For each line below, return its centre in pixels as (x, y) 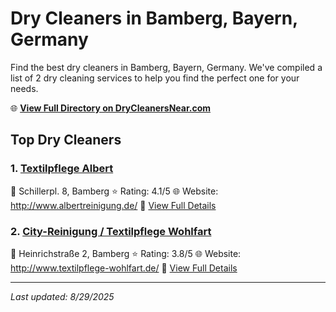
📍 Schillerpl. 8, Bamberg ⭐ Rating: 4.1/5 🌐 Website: (114, 191)
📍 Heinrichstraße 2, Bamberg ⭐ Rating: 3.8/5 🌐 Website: (126, 253)
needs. (24, 88)
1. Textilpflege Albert (62, 169)
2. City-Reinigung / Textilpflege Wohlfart (111, 231)
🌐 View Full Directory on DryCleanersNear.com (111, 108)
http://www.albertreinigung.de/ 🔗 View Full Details (113, 205)
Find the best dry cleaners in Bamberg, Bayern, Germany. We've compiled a (166, 67)
